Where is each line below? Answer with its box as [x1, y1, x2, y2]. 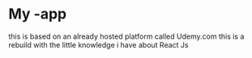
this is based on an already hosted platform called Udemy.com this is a [8, 31, 245, 41]
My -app [8, 5, 67, 23]
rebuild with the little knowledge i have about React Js [8, 39, 189, 49]
